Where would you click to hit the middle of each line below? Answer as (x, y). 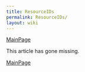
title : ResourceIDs (30, 12)
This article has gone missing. (43, 51)
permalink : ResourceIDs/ (37, 17)
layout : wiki (22, 23)
